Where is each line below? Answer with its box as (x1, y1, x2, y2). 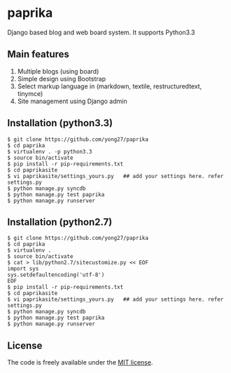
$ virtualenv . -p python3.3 (7, 148, 92, 155)
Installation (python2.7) (7, 216, 113, 228)
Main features (7, 48, 70, 60)
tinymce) (17, 89, 43, 97)
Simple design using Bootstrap (17, 74, 106, 83)
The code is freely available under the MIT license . (7, 358, 153, 367)
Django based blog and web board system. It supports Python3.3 (7, 28, 195, 36)
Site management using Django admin (17, 97, 127, 105)
